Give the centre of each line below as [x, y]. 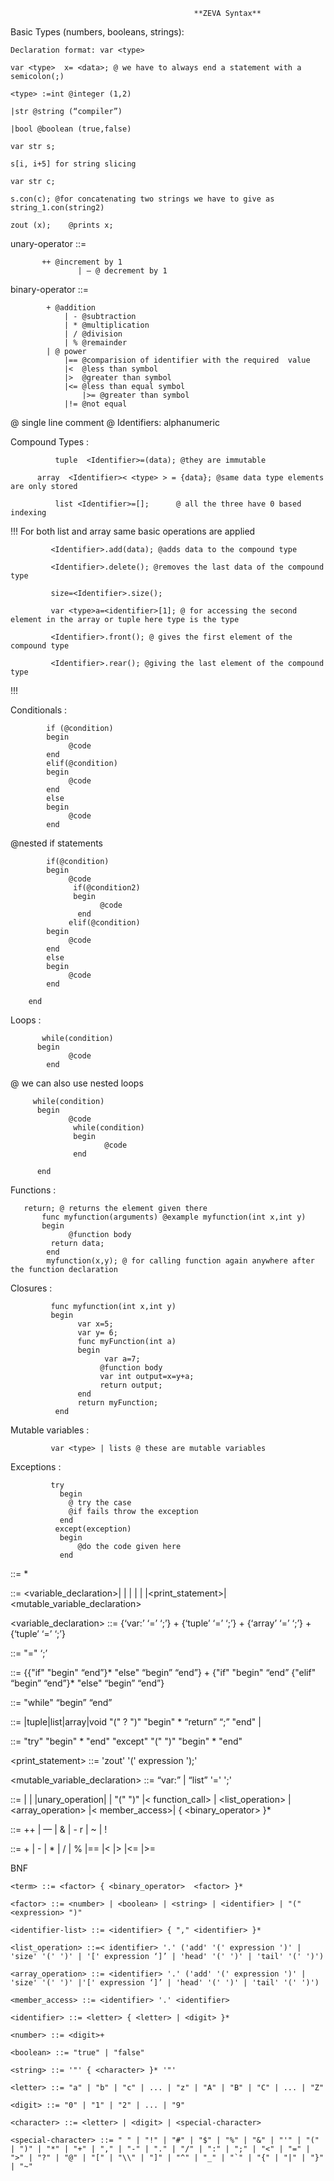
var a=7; [122, 1359]
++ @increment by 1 [82, 262]
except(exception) [93, 1529]
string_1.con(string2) [57, 208]
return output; [131, 1385]
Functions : [33, 1190]
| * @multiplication [106, 325]
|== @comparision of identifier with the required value [187, 360]
